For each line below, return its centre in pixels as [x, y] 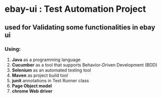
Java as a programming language [46, 60]
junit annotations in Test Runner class [51, 80]
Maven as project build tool [40, 75]
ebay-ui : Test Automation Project [76, 9]
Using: [13, 49]
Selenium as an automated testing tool [51, 70]
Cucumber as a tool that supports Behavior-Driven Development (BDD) [84, 65]
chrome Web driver [32, 91]
